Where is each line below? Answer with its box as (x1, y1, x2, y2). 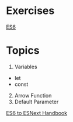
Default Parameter (14, 98, 59, 105)
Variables (14, 63, 37, 70)
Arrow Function (14, 92, 52, 99)
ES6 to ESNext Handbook (6, 109, 68, 116)
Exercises (6, 4, 55, 18)
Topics (6, 44, 40, 57)
